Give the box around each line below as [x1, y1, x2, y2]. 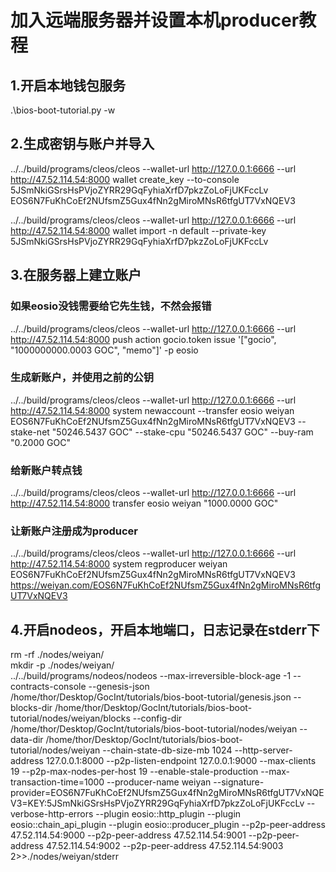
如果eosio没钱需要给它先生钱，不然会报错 [10, 299, 212, 313]
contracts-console [10, 681, 87, 693]
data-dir [10, 734, 44, 746]
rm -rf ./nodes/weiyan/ [10, 649, 105, 661]
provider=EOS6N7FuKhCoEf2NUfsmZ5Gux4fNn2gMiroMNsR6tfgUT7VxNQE [10, 787, 325, 799]
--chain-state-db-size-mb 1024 [102, 744, 233, 756]
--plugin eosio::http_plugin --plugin [95, 808, 242, 820]
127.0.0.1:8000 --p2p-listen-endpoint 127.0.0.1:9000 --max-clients [45, 755, 317, 767]
